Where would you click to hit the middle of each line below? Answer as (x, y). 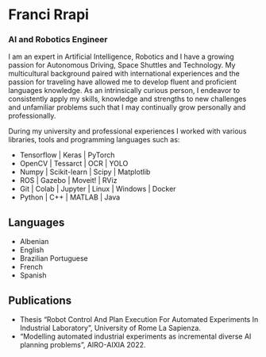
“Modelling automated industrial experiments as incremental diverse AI (135, 336)
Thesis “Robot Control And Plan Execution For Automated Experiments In (139, 320)
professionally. (32, 116)
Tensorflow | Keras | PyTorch (67, 155)
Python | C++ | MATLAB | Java (70, 197)
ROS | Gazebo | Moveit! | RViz (68, 180)
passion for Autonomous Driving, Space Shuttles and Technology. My (122, 65)
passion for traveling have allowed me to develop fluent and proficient (122, 82)
